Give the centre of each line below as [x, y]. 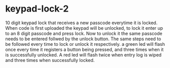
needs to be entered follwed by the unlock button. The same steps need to [83, 39]
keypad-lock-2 [37, 9]
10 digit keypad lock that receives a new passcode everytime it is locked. [81, 23]
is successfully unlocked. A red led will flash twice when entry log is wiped [83, 55]
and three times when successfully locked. [50, 60]
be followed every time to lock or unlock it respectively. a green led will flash [85, 44]
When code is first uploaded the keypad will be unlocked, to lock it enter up [84, 28]
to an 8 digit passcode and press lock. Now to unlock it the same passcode [84, 33]
